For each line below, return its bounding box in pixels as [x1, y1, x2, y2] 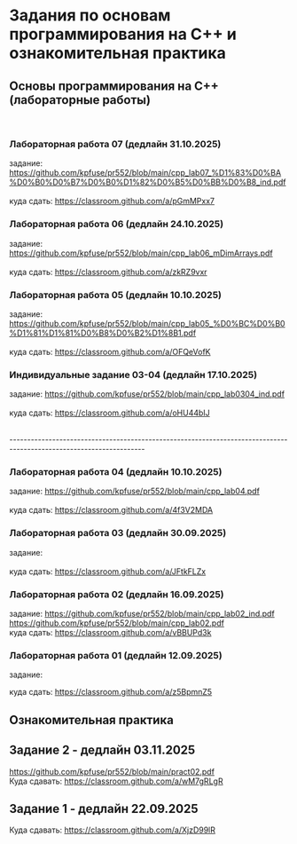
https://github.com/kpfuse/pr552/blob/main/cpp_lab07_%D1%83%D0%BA [9, 168, 282, 178]
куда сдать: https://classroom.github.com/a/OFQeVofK [9, 346, 211, 357]
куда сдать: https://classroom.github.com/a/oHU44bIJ [9, 407, 210, 418]
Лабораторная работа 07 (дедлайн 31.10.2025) [9, 138, 222, 150]
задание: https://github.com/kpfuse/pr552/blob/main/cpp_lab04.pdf [9, 485, 260, 497]
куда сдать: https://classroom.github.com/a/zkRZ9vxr [9, 266, 207, 277]
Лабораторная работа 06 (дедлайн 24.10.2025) [9, 218, 224, 231]
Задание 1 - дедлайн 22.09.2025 [9, 801, 199, 816]
